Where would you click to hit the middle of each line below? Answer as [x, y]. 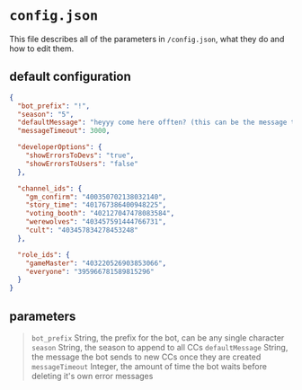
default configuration [71, 77]
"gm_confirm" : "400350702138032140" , [96, 197]
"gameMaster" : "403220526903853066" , [96, 263]
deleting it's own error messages [92, 376]
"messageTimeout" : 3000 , [64, 131]
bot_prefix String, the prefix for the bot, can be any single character [158, 337]
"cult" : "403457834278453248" [82, 230]
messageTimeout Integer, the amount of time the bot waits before [149, 366]
